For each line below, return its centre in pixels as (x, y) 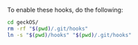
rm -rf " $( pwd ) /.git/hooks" (48, 29)
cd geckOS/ (23, 22)
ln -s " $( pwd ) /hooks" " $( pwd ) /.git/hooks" (69, 35)
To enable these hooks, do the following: (65, 10)
